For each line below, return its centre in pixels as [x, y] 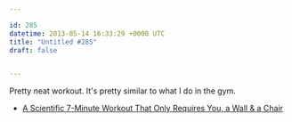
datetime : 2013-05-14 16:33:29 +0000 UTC [87, 33]
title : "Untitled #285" [53, 42]
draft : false [33, 50]
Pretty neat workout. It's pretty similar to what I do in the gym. [122, 91]
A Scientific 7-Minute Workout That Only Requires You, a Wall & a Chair [152, 109]
